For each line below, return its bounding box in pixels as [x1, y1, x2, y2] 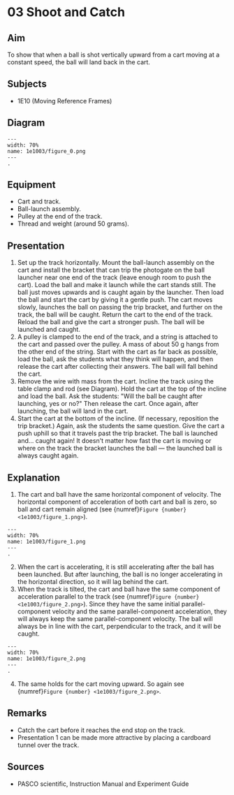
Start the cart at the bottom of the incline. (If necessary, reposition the [17, 414, 219, 423]
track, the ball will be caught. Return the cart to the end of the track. [17, 310, 213, 319]
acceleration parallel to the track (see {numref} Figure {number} [17, 592, 200, 601]
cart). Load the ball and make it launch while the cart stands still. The [17, 281, 217, 289]
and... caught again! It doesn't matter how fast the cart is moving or [17, 437, 212, 445]
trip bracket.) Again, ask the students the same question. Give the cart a [17, 422, 225, 430]
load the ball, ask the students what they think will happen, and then [17, 355, 214, 363]
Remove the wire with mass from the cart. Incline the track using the [17, 377, 214, 386]
